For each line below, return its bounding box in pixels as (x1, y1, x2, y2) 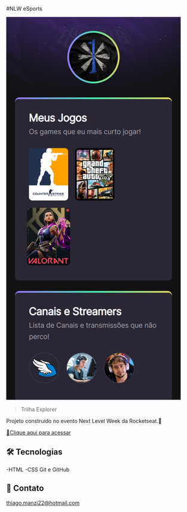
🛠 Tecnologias (6, 447, 63, 457)
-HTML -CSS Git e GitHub (6, 466, 70, 473)
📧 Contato (6, 483, 44, 493)
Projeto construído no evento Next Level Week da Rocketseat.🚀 (6, 417, 163, 424)
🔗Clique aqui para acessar (6, 429, 71, 436)
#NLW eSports (6, 5, 43, 12)
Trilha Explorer (20, 406, 57, 413)
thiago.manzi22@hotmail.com (6, 499, 80, 506)
